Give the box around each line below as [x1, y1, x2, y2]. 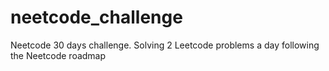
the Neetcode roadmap [10, 49, 107, 61]
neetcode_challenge [10, 6, 183, 29]
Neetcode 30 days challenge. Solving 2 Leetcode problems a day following [10, 39, 320, 51]
